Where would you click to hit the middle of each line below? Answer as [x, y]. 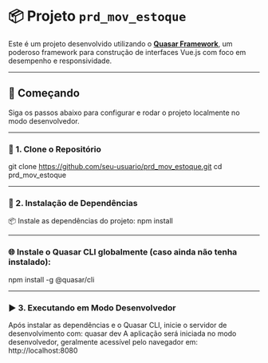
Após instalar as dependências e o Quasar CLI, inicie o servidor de [118, 325]
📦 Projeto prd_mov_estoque [97, 16]
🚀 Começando [44, 93]
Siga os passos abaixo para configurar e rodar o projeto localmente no [124, 112]
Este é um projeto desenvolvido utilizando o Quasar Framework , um [120, 43]
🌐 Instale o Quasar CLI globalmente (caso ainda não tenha [123, 252]
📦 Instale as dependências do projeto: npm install [91, 221]
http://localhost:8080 [43, 350]
